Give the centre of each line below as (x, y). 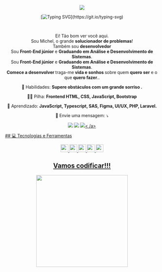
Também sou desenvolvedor (82, 46)
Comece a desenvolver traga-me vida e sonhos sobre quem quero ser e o (82, 72)
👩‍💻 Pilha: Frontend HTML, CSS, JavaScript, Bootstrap (82, 97)
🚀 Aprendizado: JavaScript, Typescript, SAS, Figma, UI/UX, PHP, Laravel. (82, 106)
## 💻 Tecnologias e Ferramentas (39, 136)
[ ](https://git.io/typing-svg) (82, 17)
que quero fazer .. (82, 77)
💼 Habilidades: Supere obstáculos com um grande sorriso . (82, 87)
